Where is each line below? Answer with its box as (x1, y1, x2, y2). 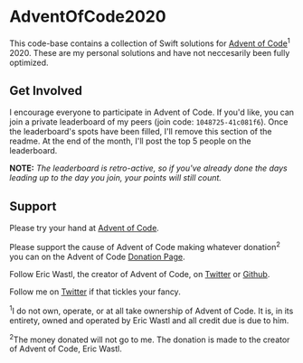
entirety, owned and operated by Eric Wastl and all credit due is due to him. (9, 314, 289, 326)
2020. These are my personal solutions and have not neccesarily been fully (9, 47, 290, 58)
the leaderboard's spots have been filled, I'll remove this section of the (9, 126, 272, 137)
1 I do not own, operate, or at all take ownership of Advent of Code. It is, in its (9, 303, 294, 316)
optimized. (9, 57, 49, 68)
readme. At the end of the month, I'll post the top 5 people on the (9, 135, 251, 146)
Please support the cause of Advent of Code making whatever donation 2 (9, 240, 280, 252)
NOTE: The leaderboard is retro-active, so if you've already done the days (9, 163, 288, 173)
